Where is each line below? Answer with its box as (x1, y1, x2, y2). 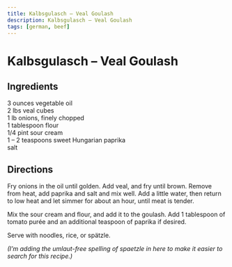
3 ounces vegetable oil (7, 99, 73, 108)
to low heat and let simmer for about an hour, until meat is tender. (7, 197, 194, 205)
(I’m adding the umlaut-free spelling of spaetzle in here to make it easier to (7, 245, 223, 253)
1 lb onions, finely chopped (7, 114, 85, 122)
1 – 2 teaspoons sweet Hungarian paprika (7, 136, 126, 145)
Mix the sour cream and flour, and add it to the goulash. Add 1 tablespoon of (7, 210, 226, 219)
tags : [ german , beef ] (7, 23, 70, 30)
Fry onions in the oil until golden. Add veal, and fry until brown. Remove (7, 182, 212, 191)
